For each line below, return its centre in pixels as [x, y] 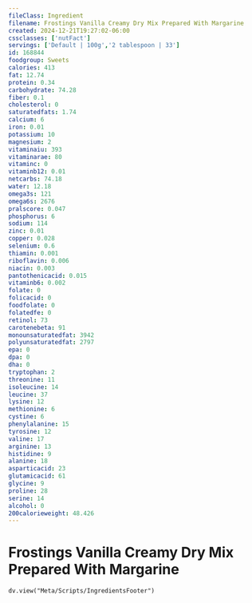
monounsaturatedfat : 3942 [51, 335]
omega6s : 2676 [32, 201]
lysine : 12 [26, 402]
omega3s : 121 [30, 194]
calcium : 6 [26, 120]
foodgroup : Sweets [39, 61]
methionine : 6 [32, 409]
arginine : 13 [30, 446]
